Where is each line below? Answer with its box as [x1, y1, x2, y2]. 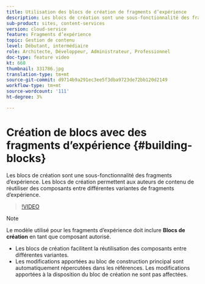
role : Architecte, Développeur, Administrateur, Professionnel [6, 49, 171, 55]
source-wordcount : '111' [6, 88, 70, 94]
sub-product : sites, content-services [6, 20, 105, 26]
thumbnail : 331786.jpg [6, 65, 64, 72]
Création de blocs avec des [6, 126, 147, 139]
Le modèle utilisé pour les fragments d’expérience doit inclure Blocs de [6, 226, 185, 233]
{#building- [133, 138, 193, 152]
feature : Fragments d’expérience [6, 32, 92, 38]
